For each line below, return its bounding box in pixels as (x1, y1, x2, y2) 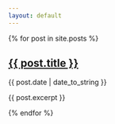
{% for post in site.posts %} (8, 33, 99, 43)
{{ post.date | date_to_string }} (8, 77, 107, 87)
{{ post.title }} (8, 56, 79, 70)
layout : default (8, 11, 62, 20)
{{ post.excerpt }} (8, 93, 66, 103)
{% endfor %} (8, 108, 54, 118)
